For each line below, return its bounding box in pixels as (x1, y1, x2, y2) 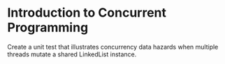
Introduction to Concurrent (7, 5, 166, 21)
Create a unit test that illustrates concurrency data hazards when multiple (7, 42, 219, 51)
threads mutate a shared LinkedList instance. (7, 50, 137, 58)
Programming (7, 19, 89, 35)
